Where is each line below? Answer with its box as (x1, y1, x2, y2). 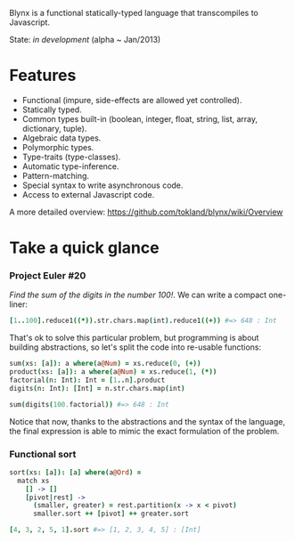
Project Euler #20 (9, 270, 86, 282)
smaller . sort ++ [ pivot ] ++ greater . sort (32, 509, 190, 519)
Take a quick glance (9, 238, 160, 258)
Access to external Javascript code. (21, 189, 155, 199)
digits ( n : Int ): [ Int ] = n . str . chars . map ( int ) (9, 384, 185, 392)
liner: (9, 299, 29, 310)
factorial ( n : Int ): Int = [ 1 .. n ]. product (9, 376, 166, 385)
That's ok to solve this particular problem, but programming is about (9, 333, 259, 344)
